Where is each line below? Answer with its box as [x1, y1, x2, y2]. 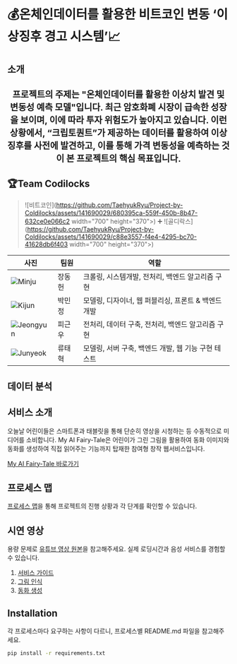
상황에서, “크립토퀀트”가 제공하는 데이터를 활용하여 [9, 127, 209, 138]
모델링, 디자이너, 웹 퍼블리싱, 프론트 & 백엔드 [83, 296, 222, 306]
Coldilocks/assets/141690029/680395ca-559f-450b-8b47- [24, 209, 198, 218]
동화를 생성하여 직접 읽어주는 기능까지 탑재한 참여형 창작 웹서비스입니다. [7, 444, 205, 453]
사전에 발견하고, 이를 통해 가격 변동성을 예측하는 [33, 140, 220, 152]
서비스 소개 [7, 407, 53, 419]
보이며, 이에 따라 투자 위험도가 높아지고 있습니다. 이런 [20, 114, 227, 126]
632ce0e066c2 [24, 217, 71, 226]
